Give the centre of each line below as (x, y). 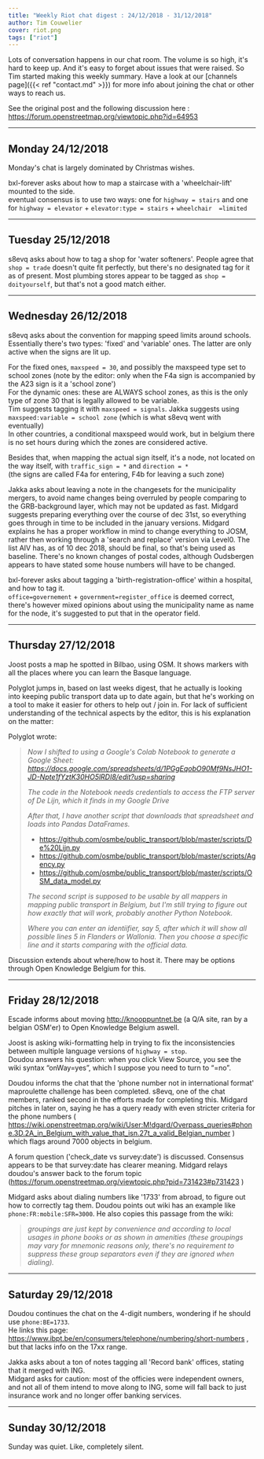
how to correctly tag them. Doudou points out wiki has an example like (122, 1205)
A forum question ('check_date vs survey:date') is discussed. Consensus (126, 1157)
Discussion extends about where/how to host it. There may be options (122, 960)
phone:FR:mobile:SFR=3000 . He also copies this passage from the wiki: (121, 1214)
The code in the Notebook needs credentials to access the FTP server (141, 792)
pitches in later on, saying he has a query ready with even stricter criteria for (132, 1108)
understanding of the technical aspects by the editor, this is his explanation (130, 713)
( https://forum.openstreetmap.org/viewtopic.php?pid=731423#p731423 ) (126, 1182)
